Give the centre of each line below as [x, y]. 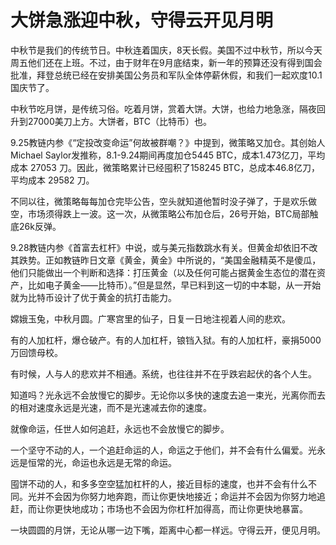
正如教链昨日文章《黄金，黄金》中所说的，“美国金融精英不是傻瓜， [183, 260]
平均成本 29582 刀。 [52, 180]
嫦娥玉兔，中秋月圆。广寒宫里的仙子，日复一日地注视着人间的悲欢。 [150, 318]
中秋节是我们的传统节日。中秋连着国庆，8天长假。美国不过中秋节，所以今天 [166, 50]
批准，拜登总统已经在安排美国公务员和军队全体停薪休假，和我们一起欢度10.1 [166, 75]
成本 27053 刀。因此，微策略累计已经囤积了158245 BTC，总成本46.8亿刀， [165, 167]
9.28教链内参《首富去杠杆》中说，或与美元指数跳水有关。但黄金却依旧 [155, 247]
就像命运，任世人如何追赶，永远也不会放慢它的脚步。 [120, 428]
